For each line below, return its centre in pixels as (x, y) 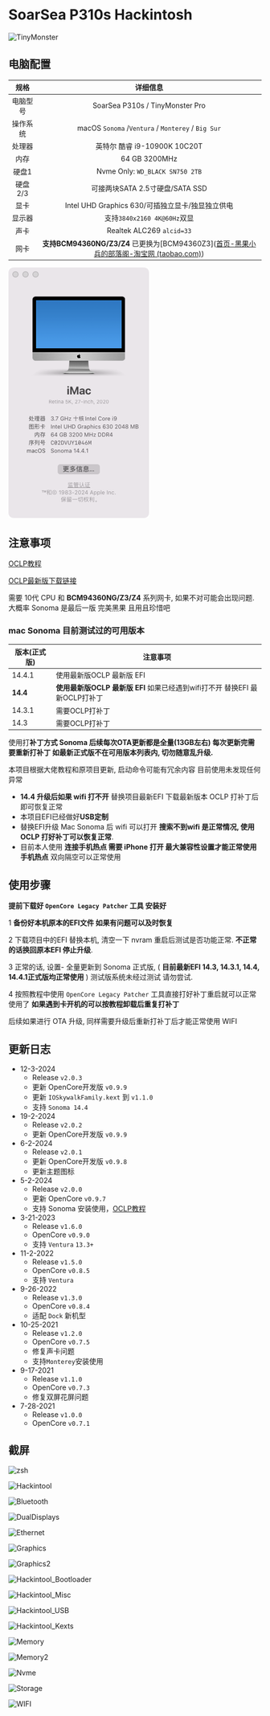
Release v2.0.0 (57, 1189)
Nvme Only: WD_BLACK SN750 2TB (149, 171)
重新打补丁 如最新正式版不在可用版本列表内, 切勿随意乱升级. (114, 752)
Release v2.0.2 (57, 1124)
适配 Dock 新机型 (59, 1315)
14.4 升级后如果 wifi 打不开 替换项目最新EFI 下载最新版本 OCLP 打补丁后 (139, 797)
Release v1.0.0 (57, 1414)
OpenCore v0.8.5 (61, 1270)
